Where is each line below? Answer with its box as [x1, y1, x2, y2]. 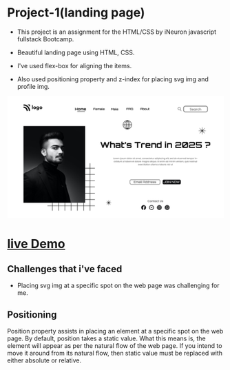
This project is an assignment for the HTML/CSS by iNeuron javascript [17, 28, 217, 36]
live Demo [7, 236, 65, 251]
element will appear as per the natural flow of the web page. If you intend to [7, 342, 222, 350]
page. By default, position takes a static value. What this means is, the [7, 334, 206, 342]
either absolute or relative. [7, 356, 82, 364]
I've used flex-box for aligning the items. [17, 61, 132, 70]
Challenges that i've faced [7, 263, 123, 275]
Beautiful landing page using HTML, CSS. [17, 48, 135, 56]
